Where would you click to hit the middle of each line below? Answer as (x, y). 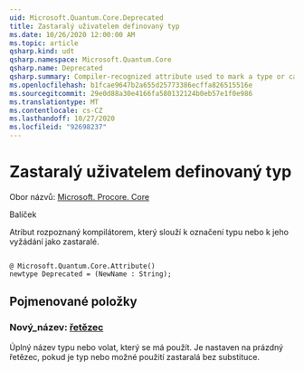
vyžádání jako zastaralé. (54, 242)
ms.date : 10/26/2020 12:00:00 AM (72, 34)
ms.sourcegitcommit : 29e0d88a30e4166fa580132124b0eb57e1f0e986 (131, 93)
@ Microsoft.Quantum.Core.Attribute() (82, 266)
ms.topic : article (44, 43)
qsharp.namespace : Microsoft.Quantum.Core (90, 60)
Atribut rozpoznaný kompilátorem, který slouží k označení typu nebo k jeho (149, 232)
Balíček (23, 214)
